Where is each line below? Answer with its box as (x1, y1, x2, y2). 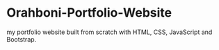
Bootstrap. (6, 35, 37, 43)
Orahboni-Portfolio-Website (6, 5, 172, 21)
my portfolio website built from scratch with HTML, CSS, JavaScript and (6, 28, 213, 36)
